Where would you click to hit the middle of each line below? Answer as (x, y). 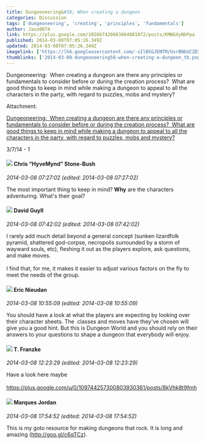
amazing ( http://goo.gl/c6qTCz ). (47, 434)
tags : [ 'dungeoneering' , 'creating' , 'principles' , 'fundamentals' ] (95, 23)
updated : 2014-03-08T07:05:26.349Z (52, 46)
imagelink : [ (23, 52)
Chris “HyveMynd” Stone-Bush (55, 164)
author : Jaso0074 (28, 29)
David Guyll (29, 211)
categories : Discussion (37, 18)
